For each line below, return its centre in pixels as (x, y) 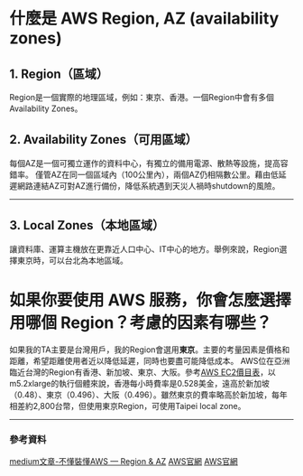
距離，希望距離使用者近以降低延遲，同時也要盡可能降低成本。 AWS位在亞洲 (150, 360)
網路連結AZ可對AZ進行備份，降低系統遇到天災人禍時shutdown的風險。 (148, 185)
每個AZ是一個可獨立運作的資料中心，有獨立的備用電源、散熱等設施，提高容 (149, 163)
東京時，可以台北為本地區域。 (72, 260)
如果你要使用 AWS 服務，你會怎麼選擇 (150, 300)
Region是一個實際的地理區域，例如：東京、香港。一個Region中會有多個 (142, 97)
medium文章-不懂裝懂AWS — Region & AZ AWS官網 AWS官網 (124, 461)
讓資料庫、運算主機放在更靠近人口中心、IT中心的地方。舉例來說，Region (144, 248)
